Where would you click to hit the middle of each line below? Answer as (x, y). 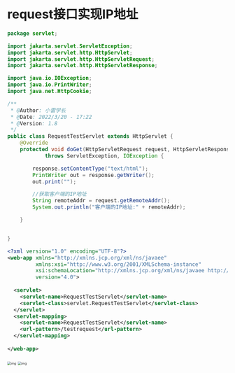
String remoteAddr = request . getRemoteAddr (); (101, 201)
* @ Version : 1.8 (34, 123)
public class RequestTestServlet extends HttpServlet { (90, 136)
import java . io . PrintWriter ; (50, 85)
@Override (34, 143)
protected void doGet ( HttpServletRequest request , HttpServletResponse (126, 150)
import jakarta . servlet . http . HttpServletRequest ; (81, 59)
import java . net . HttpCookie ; (50, 92)
